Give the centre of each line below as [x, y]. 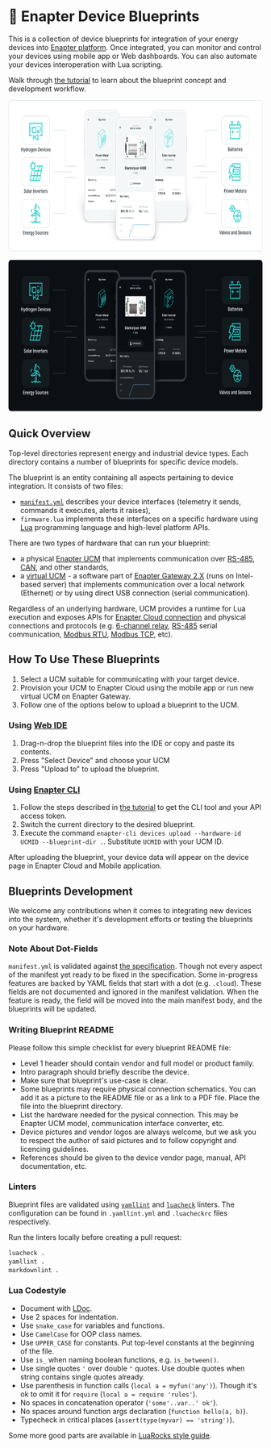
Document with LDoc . [56, 1308]
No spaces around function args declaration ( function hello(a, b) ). [134, 1411]
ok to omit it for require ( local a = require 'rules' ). [108, 1394]
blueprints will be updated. [52, 1009]
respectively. [29, 1221]
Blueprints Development [71, 891]
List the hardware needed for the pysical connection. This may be [129, 1114]
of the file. [37, 1351]
